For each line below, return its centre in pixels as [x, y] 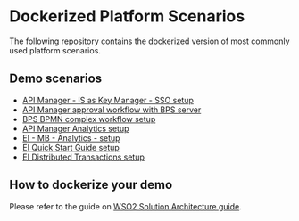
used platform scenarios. [55, 50]
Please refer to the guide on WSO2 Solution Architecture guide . [126, 206]
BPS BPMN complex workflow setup [89, 119]
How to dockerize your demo [91, 185]
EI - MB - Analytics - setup [71, 138]
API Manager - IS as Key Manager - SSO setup [108, 100]
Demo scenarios [56, 79]
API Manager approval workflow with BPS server [112, 110]
